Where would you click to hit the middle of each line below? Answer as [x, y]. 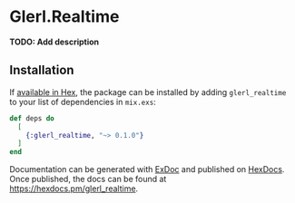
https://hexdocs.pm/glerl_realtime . [74, 188]
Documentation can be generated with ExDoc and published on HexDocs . [147, 169]
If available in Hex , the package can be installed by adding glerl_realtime [148, 92]
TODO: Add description [54, 42]
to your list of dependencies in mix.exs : [83, 101]
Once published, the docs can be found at [88, 179]
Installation [42, 70]
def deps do [32, 118]
